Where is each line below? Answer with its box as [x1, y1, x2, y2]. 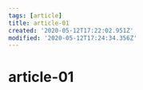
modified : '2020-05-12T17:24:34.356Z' [8, 33, 137, 42]
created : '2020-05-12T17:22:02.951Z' [8, 26, 134, 34]
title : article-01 [8, 19, 70, 27]
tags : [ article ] [8, 11, 62, 20]
